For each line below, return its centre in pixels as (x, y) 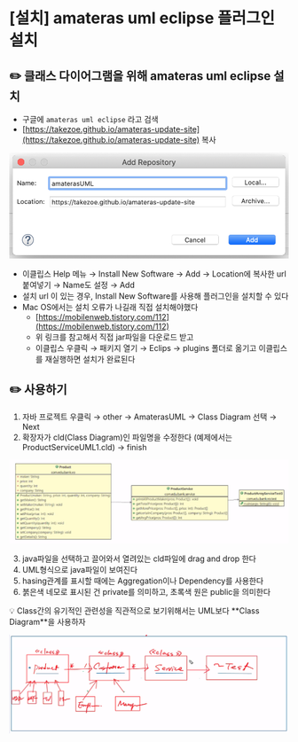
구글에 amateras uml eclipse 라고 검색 (90, 119)
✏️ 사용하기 (38, 390)
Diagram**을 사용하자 (47, 622)
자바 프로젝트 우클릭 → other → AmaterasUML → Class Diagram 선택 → (149, 417)
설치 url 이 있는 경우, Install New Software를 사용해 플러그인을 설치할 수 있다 (155, 296)
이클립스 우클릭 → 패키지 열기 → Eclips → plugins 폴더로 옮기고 (146, 348)
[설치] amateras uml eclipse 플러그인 (142, 18)
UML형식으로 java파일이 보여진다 (80, 570)
